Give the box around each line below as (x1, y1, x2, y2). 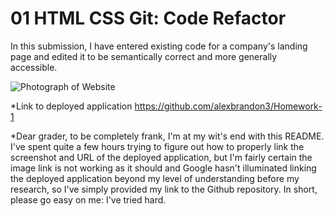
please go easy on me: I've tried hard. (10, 193, 167, 206)
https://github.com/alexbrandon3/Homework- (134, 100, 323, 112)
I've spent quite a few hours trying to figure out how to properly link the (10, 140, 305, 152)
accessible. (10, 61, 58, 73)
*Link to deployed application (10, 100, 133, 112)
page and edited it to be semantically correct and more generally (10, 50, 278, 62)
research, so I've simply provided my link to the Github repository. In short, (10, 183, 318, 195)
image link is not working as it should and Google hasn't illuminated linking (10, 162, 317, 174)
